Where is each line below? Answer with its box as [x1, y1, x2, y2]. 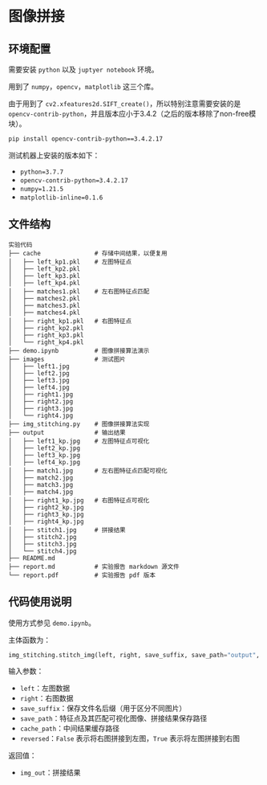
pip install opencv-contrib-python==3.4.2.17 [8, 135, 163, 143]
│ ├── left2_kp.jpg [8, 444, 81, 452]
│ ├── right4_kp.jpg [8, 517, 84, 525]
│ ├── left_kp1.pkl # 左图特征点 [8, 258, 132, 266]
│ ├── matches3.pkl [8, 301, 81, 309]
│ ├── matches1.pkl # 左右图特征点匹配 [8, 287, 150, 296]
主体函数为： [8, 635, 51, 644]
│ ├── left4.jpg [8, 383, 70, 391]
